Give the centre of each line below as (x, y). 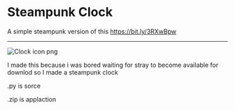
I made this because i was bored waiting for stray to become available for (113, 65)
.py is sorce (24, 86)
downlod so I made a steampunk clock (63, 72)
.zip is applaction (32, 99)
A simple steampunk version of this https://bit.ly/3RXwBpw (92, 31)
